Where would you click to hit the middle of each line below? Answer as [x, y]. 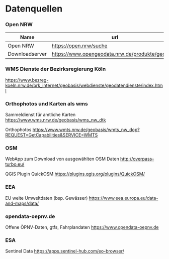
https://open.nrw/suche [79, 46]
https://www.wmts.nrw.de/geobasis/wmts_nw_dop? [86, 130]
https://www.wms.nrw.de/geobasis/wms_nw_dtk [56, 120]
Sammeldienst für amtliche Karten [40, 115]
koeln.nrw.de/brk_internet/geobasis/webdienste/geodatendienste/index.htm [84, 85]
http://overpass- [137, 159]
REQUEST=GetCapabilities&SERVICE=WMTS [52, 135]
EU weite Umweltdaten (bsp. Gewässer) [47, 198]
